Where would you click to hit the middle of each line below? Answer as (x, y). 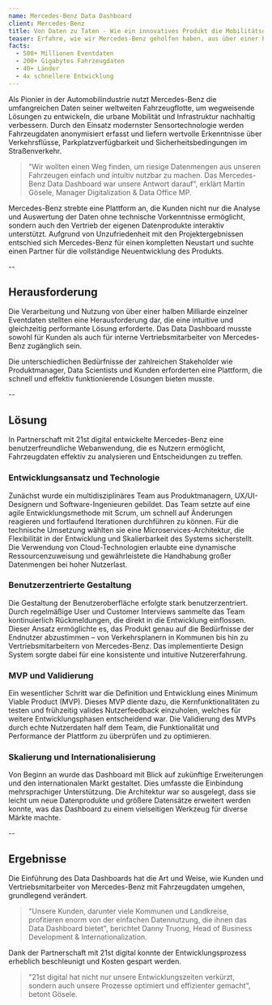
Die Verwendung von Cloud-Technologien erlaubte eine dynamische (122, 547)
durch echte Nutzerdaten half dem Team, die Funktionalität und (114, 728)
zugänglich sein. (55, 346)
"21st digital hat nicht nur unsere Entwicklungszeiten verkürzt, (131, 977)
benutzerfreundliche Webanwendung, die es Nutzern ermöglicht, (117, 448)
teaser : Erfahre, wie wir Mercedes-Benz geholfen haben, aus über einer (134, 38)
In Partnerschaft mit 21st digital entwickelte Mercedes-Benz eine (116, 440)
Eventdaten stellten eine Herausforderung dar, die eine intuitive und (121, 320)
